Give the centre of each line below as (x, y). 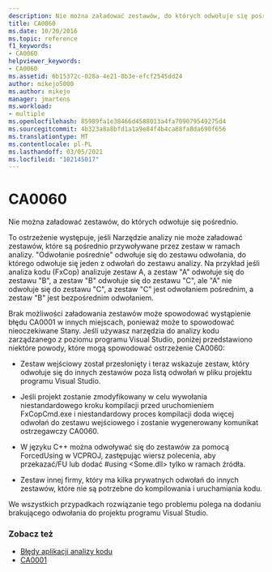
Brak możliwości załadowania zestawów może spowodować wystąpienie (130, 314)
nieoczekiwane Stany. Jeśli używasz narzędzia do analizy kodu (114, 331)
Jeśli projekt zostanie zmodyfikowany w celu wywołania (114, 397)
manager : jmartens (39, 99)
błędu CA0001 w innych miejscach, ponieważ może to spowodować (121, 322)
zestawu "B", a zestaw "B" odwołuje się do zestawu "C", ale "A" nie (120, 281)
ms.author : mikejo (39, 91)
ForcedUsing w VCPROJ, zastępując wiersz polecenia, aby (118, 456)
